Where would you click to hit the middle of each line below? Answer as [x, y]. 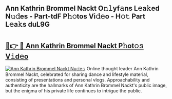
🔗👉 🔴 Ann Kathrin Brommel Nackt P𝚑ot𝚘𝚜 [74, 46]
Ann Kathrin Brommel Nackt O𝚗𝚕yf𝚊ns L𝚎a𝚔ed [83, 8]
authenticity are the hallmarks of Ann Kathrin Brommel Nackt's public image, [86, 85]
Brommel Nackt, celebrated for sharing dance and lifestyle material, [77, 74]
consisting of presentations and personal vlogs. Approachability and [78, 80]
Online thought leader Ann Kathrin [123, 68]
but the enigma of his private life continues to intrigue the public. [74, 91]
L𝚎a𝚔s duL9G [27, 24]
